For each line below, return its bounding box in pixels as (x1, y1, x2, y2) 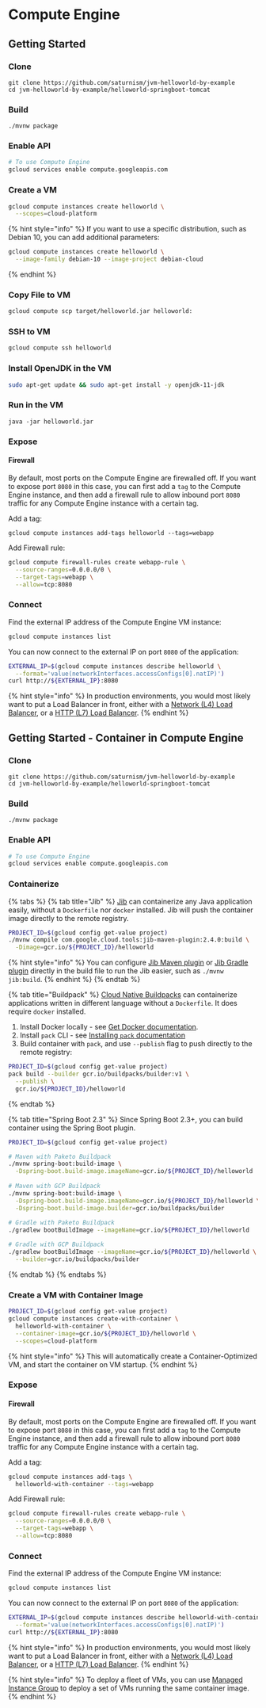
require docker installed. (8, 1007, 86, 1016)
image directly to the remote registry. (8, 913, 129, 923)
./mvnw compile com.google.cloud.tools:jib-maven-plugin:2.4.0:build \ (8, 936, 249, 944)
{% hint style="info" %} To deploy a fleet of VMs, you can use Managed (8, 1675, 243, 1684)
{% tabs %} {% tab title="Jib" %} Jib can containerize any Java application (8, 896, 253, 906)
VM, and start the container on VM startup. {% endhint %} (8, 1359, 198, 1369)
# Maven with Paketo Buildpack (8, 1152, 112, 1160)
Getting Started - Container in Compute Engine (8, 731, 244, 744)
